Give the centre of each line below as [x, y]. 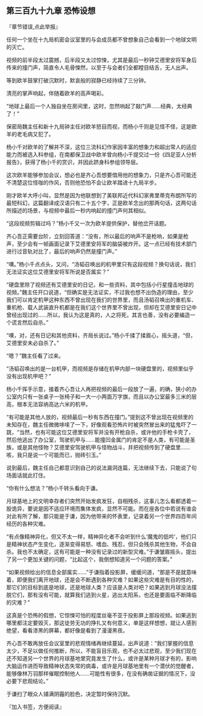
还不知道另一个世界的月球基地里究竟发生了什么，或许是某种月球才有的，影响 [101, 658]
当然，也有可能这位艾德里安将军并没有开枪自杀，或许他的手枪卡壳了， [107, 432]
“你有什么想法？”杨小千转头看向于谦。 [54, 488]
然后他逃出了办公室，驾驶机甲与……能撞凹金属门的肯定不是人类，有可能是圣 [101, 439]
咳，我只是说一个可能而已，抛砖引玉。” [54, 455]
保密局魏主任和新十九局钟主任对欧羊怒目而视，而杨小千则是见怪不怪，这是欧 [101, 126]
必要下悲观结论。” [27, 681]
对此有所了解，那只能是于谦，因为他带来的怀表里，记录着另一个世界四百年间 [101, 516]
